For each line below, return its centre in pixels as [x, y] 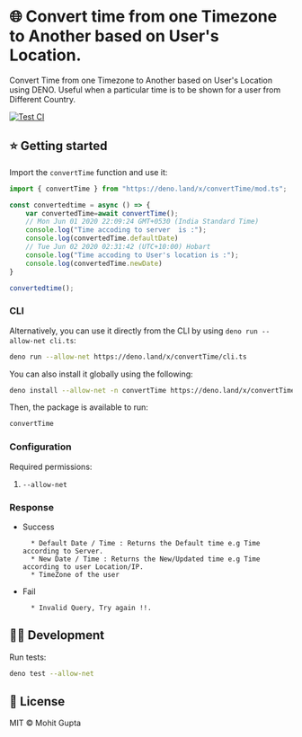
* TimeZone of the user [75, 574]
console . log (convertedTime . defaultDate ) [102, 239]
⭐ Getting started [58, 146]
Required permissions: [51, 466]
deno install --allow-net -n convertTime [88, 390]
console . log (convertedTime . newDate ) [94, 263]
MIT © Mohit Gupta [45, 723]
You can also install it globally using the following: [101, 374]
